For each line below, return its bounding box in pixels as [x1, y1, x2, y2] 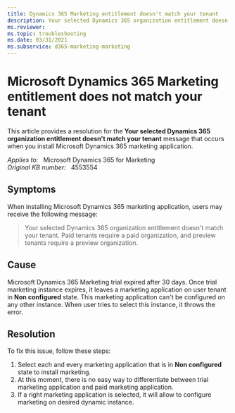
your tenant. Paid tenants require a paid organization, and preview [24, 231, 216, 239]
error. [7, 308, 23, 316]
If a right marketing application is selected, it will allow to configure [17, 390, 212, 399]
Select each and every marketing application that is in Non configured [17, 361, 222, 369]
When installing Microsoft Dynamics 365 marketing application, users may [7, 202, 223, 210]
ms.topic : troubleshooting [7, 30, 87, 37]
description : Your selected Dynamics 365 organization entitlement [7, 17, 210, 24]
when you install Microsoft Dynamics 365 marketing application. [7, 142, 193, 150]
